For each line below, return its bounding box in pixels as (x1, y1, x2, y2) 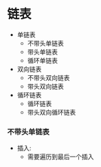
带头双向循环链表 (27, 108, 76, 116)
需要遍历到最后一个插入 (27, 153, 94, 161)
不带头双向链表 (27, 73, 70, 81)
